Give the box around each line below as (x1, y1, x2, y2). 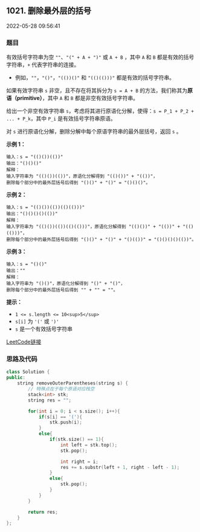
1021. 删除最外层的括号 (6, 5, 92, 16)
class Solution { (6, 369, 50, 375)
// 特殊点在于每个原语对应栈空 (28, 386, 95, 392)
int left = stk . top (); (60, 442, 118, 448)
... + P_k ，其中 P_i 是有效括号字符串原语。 (6, 115, 116, 123)
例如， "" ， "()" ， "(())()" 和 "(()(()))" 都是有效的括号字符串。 (15, 74, 175, 81)
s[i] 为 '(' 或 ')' (15, 318, 59, 325)
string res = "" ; (28, 397, 71, 403)
